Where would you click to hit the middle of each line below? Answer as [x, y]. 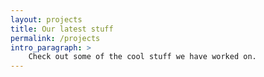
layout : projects [46, 19]
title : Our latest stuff [62, 29]
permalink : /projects [55, 38]
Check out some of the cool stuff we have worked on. [142, 57]
